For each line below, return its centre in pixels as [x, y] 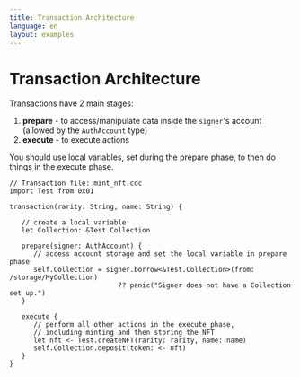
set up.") [28, 294]
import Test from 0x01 [52, 191]
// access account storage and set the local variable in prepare [160, 254]
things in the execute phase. [62, 167]
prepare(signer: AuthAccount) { [82, 246]
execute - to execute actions [76, 140]
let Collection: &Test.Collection [86, 231]
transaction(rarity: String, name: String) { [96, 207]
